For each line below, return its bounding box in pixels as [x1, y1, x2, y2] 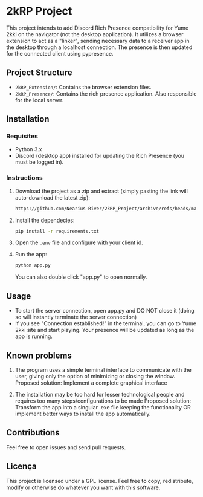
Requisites [6, 132, 38, 140]
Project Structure [6, 68, 72, 78]
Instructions [6, 174, 43, 182]
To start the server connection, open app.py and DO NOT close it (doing [14, 307, 195, 314]
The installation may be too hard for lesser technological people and [14, 391, 185, 398]
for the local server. [14, 96, 64, 103]
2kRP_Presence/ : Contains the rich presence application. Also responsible [14, 89, 197, 97]
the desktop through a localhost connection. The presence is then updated [6, 44, 193, 51]
